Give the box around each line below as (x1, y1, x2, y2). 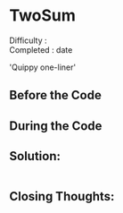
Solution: (9, 149, 61, 164)
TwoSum (9, 5, 76, 26)
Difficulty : (9, 35, 47, 46)
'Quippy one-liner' (9, 62, 77, 72)
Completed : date (9, 44, 73, 55)
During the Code (9, 118, 102, 133)
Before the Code (9, 88, 102, 103)
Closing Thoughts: (9, 189, 115, 204)
